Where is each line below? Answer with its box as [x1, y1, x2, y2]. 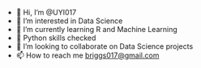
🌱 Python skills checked [15, 33, 96, 42]
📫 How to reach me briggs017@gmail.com [15, 50, 160, 60]
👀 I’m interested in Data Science [15, 16, 123, 26]
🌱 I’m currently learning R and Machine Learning [15, 25, 178, 34]
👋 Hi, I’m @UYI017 [15, 8, 77, 17]
